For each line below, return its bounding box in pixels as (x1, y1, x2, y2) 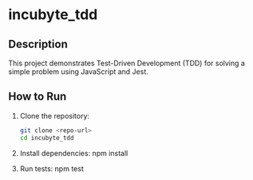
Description (8, 37, 68, 51)
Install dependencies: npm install (19, 148, 128, 158)
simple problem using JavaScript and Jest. (8, 67, 149, 76)
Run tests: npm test (19, 163, 84, 173)
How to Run (8, 90, 67, 104)
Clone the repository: (19, 111, 90, 120)
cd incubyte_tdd (19, 134, 74, 142)
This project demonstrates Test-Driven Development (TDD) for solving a (8, 58, 246, 68)
